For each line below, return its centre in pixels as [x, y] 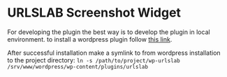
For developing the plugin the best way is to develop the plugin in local [109, 32]
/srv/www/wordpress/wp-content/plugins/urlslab [78, 67]
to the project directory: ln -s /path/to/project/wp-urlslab [94, 60]
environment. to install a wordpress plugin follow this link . [90, 39]
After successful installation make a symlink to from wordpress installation [114, 53]
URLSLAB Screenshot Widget [94, 13]
